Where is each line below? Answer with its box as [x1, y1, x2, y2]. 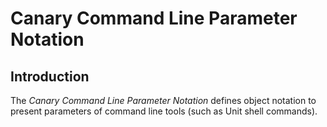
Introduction [10, 68, 90, 85]
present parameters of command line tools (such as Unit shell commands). [10, 105, 318, 117]
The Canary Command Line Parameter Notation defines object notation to [10, 95, 317, 106]
